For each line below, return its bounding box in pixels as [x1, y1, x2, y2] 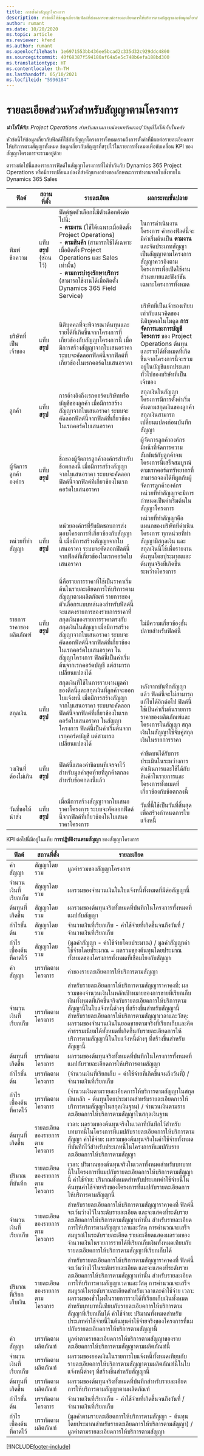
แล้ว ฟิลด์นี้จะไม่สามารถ [140, 690, 193, 698]
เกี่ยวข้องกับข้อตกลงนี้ [140, 787, 189, 796]
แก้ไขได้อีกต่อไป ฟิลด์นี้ [140, 698, 192, 706]
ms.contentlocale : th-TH [6, 65, 69, 72]
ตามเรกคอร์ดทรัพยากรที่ [140, 466, 194, 475]
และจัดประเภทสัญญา [140, 242, 187, 250]
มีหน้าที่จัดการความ [140, 443, 183, 451]
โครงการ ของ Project [140, 332, 192, 341]
